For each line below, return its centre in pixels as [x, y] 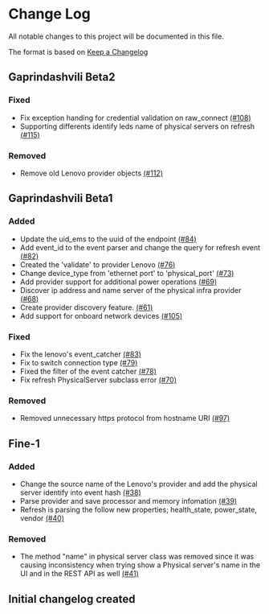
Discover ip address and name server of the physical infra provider [130, 290]
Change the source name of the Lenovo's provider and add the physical [139, 484]
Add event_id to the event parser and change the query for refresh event [140, 247]
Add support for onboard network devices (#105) [101, 315]
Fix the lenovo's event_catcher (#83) [81, 354]
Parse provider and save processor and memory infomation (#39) [128, 501]
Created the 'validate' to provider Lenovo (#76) [98, 264]
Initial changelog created [72, 599]
